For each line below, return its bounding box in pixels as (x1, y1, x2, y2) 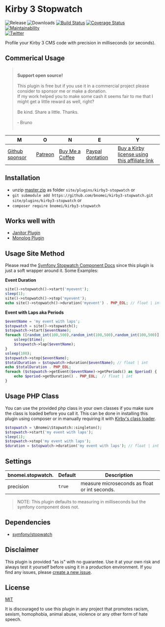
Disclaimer (5, 546, 39, 554)
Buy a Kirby (117, 144, 145, 151)
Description (105, 471, 134, 478)
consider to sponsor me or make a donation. (17, 88, 107, 94)
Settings (5, 457, 32, 465)
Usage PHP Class (5, 392, 59, 400)
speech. (5, 617, 22, 623)
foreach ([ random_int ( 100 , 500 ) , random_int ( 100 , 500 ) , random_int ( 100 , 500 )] (5, 332, 160, 338)
